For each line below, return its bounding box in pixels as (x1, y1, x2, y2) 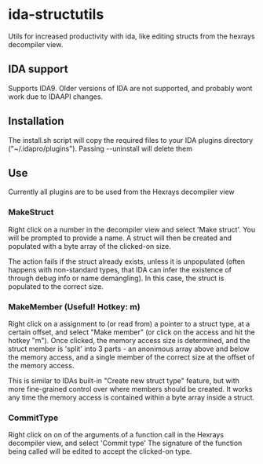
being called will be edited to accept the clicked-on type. (8, 447, 192, 456)
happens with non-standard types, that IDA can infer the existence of (8, 265, 232, 274)
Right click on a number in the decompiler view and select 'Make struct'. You (8, 225, 256, 234)
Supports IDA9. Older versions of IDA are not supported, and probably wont (8, 83, 253, 93)
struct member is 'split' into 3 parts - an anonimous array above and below (8, 344, 250, 353)
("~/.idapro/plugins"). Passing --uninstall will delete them (8, 144, 192, 153)
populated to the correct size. (8, 281, 104, 291)
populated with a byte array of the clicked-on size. (8, 241, 171, 250)
